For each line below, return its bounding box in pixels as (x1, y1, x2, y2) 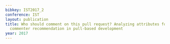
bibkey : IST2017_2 (5, 7, 44, 13)
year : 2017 (5, 31, 28, 36)
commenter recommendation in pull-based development (10, 26, 123, 31)
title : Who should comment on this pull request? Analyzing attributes (5, 21, 159, 27)
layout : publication (5, 17, 49, 22)
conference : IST (5, 12, 39, 17)
